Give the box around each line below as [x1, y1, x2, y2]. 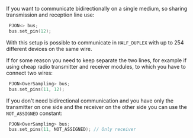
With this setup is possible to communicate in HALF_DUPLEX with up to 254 [6, 38, 184, 46]
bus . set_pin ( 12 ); [8, 28, 52, 34]
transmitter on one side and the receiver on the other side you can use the [6, 103, 188, 110]
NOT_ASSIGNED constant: [6, 110, 63, 117]
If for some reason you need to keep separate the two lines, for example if [6, 56, 187, 64]
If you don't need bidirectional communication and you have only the [6, 97, 173, 104]
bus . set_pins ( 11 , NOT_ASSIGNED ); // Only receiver [8, 127, 136, 133]
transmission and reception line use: [6, 11, 95, 18]
